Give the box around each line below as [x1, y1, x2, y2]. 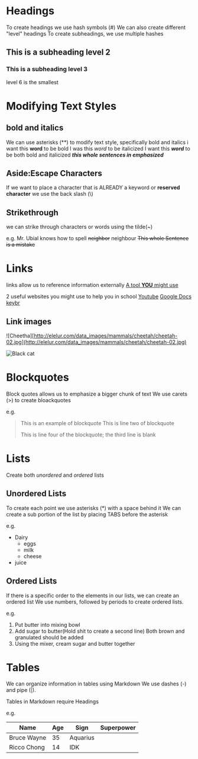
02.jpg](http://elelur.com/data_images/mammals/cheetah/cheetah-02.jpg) [6, 339, 187, 345]
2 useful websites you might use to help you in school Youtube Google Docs [6, 293, 192, 300]
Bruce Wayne [9, 734, 47, 742]
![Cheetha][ [6, 332, 34, 339]
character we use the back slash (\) [6, 190, 93, 197]
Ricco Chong [9, 743, 46, 751]
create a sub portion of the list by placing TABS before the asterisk [6, 511, 168, 518]
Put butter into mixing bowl [14, 621, 81, 628]
